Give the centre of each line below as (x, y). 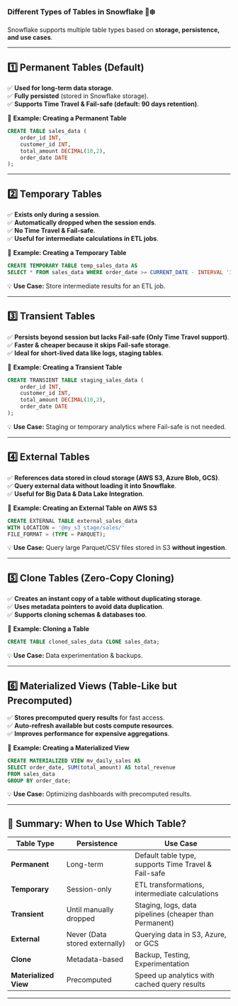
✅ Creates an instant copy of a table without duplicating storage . (105, 599)
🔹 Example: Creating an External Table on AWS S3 (82, 508)
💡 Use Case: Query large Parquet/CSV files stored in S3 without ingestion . (117, 548)
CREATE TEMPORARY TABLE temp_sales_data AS (73, 266)
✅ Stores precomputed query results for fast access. (86, 718)
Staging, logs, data (165, 905)
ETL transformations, (169, 885)
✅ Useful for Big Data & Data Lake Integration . (76, 494)
